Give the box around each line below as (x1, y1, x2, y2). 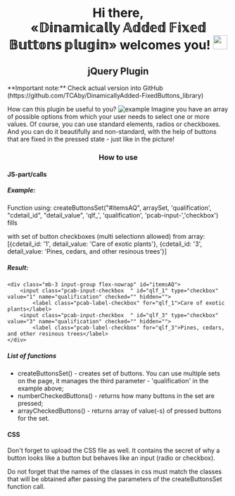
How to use (98, 152, 139, 162)
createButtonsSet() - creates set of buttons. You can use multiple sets (17, 369, 220, 378)
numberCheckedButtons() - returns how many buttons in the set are (17, 392, 215, 400)
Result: (7, 263, 29, 272)
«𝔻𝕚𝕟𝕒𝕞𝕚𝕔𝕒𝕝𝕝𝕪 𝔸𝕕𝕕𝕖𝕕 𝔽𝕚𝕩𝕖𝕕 (30, 20, 206, 36)
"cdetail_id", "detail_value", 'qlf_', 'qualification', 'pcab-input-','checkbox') (7, 211, 219, 220)
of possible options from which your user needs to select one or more (7, 113, 210, 120)
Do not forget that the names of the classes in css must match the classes (7, 467, 222, 476)
